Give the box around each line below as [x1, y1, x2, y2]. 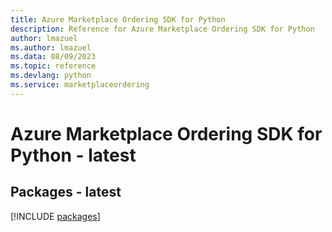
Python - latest [10, 144, 137, 166]
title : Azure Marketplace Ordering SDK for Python [10, 14, 226, 25]
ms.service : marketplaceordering [10, 80, 150, 90]
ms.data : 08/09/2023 [10, 52, 97, 62]
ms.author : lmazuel [10, 42, 92, 53]
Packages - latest [10, 184, 122, 201]
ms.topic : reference [10, 61, 97, 71]
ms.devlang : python [10, 71, 92, 81]
